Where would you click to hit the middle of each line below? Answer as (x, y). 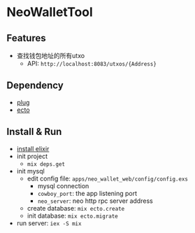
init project (32, 156)
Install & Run (34, 132)
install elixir (33, 148)
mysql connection (63, 185)
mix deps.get (46, 164)
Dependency (35, 86)
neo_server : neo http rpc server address (95, 201)
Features (26, 38)
